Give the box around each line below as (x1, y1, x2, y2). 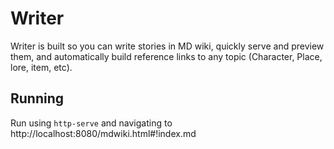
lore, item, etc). (10, 61, 73, 73)
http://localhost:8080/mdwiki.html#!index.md (10, 127, 197, 139)
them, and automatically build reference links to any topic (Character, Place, (10, 50, 323, 62)
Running (10, 90, 65, 107)
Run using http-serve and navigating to (10, 117, 173, 129)
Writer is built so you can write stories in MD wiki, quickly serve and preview (10, 40, 325, 52)
